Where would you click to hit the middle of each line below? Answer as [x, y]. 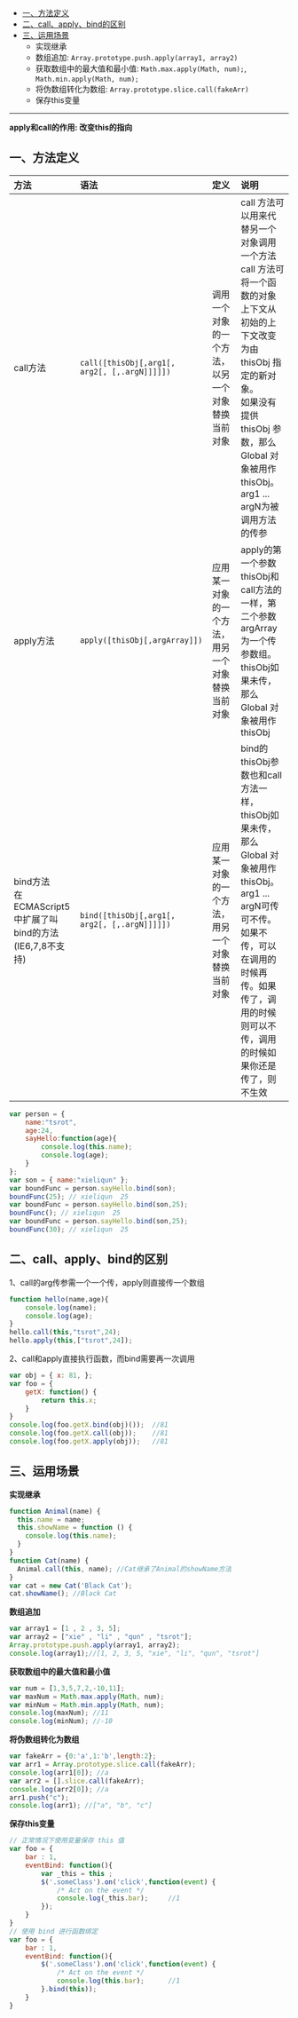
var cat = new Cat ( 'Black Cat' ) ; [71, 1586]
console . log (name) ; [61, 1308]
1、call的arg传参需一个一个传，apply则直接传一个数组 [107, 1282]
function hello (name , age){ [59, 1299]
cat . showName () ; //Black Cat [63, 1594]
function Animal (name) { [55, 1511]
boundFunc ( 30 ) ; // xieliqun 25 [69, 1230]
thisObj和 [260, 576]
